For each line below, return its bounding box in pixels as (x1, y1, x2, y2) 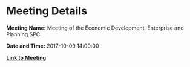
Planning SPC (6, 30, 41, 37)
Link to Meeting (6, 54, 47, 61)
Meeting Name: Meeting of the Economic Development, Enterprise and (6, 24, 185, 31)
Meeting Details (6, 4, 88, 18)
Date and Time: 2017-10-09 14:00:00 (6, 42, 99, 49)
